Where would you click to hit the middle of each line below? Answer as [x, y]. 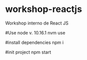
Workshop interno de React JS [37, 23]
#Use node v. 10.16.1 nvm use [35, 32]
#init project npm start [28, 52]
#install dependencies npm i [34, 42]
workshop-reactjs [43, 9]
